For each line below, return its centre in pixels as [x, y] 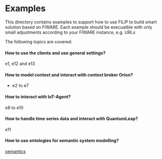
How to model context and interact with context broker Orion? [69, 75]
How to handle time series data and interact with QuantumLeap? [71, 119]
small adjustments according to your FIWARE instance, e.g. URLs [70, 32]
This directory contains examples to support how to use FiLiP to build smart [81, 22]
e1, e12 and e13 [20, 64]
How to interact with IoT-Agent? [38, 97]
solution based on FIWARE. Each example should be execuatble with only [79, 27]
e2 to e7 [20, 86]
